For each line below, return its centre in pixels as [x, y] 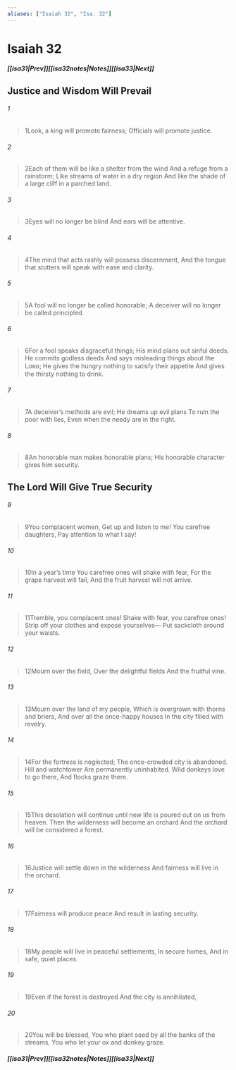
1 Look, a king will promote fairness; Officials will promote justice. [118, 130]
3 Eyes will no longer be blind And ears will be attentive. [105, 221]
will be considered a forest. [64, 830]
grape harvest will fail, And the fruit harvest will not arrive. [108, 580]
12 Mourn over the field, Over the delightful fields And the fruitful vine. [125, 671]
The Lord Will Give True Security [80, 487]
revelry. [36, 724]
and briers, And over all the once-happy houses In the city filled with [124, 716]
